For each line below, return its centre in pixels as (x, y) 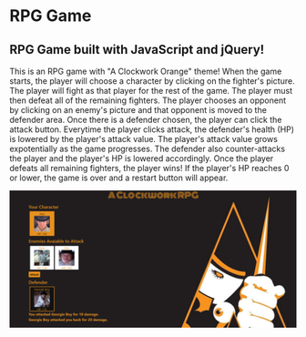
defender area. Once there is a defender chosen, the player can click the (146, 120)
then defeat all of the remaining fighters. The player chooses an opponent (148, 100)
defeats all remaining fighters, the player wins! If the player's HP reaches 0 (149, 168)
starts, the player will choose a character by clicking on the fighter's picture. (152, 81)
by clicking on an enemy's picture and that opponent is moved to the (138, 110)
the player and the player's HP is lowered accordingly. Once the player (142, 158)
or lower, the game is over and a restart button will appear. (119, 178)
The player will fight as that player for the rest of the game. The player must (151, 91)
